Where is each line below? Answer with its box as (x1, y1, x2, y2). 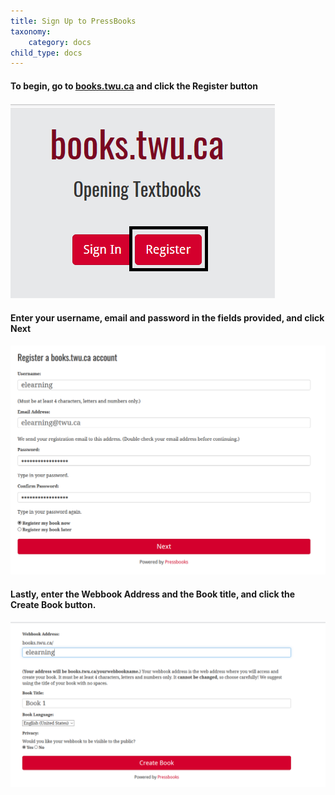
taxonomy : (10, 26, 52, 37)
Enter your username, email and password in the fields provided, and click (10, 312, 325, 324)
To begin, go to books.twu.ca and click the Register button (10, 80, 259, 92)
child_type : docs (10, 48, 83, 58)
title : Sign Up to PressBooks (10, 16, 137, 26)
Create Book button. (10, 598, 97, 610)
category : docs (28, 37, 92, 47)
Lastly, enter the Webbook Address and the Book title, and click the (10, 588, 296, 600)
